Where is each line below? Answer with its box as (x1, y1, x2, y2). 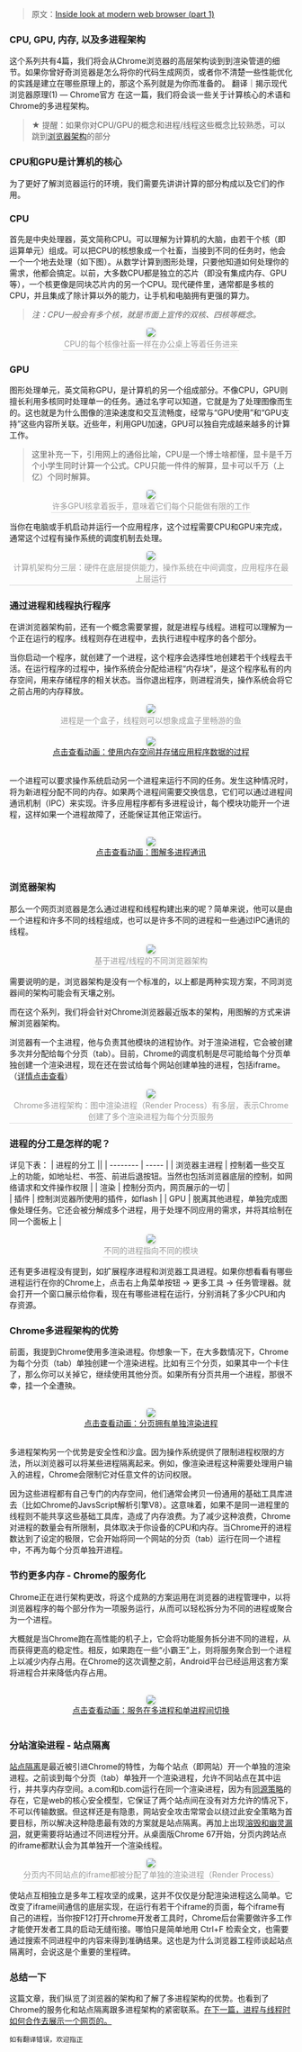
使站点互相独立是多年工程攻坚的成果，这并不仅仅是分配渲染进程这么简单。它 (9, 1890, 293, 1901)
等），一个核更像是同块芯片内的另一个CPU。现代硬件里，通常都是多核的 (9, 278, 274, 289)
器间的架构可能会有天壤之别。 (9, 987, 120, 998)
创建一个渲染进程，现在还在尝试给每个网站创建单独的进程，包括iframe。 (16, 1059, 286, 1070)
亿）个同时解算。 (31, 472, 95, 483)
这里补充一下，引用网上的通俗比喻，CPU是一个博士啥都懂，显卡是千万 (31, 449, 293, 460)
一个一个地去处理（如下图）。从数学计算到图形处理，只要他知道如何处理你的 (9, 256, 289, 267)
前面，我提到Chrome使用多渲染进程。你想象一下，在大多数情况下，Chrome (9, 1346, 289, 1358)
